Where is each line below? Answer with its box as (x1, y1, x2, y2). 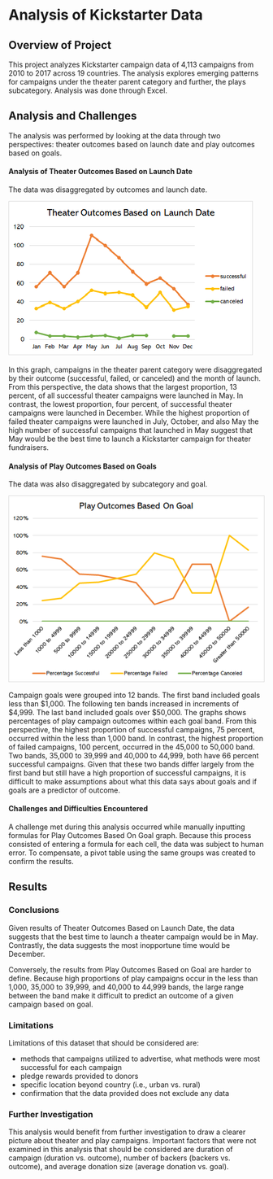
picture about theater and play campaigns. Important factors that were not (8, 1136, 257, 1146)
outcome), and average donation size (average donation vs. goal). (8, 1162, 229, 1172)
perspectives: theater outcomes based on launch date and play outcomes (8, 139, 255, 149)
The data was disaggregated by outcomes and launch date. (8, 185, 208, 194)
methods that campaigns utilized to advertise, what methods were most (19, 1054, 261, 1063)
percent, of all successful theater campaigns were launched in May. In (8, 391, 244, 400)
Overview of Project (8, 38, 112, 52)
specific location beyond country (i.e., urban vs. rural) (19, 1080, 201, 1089)
